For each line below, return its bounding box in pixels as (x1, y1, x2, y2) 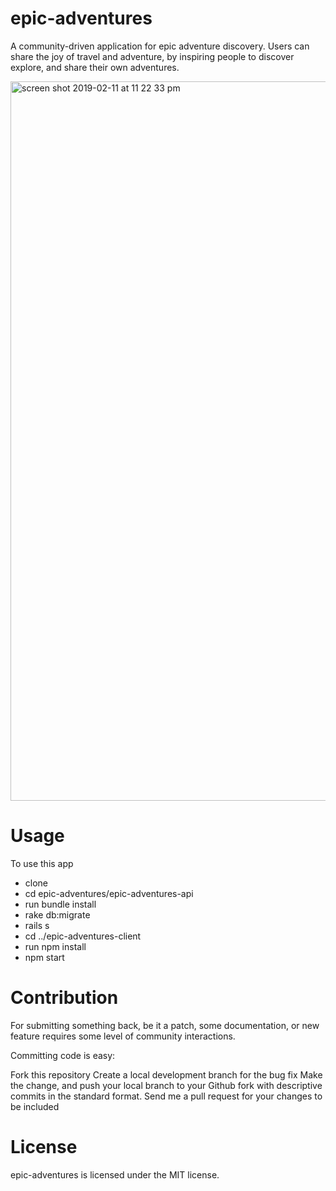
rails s (24, 919, 50, 931)
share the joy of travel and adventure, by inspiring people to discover (10, 50, 295, 62)
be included (10, 1100, 60, 1112)
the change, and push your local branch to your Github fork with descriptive (10, 1079, 323, 1091)
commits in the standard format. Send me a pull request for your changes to (10, 1090, 323, 1102)
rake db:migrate (24, 908, 91, 921)
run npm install (24, 940, 87, 952)
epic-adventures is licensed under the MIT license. (10, 1168, 220, 1181)
